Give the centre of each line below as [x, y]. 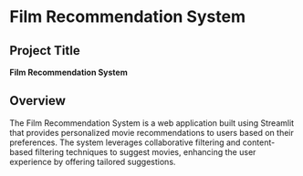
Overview [38, 101]
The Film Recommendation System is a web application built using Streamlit [152, 123]
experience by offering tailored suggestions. [93, 161]
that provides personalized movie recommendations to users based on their [152, 132]
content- [259, 142]
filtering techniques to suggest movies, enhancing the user [146, 151]
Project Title [45, 51]
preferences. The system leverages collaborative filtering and [125, 142]
